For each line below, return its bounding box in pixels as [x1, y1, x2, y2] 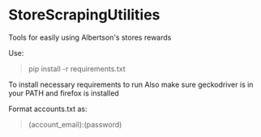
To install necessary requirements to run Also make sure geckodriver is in [8, 79, 254, 89]
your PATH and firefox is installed [8, 88, 119, 98]
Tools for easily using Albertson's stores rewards [8, 32, 172, 42]
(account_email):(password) [28, 119, 122, 129]
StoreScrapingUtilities [8, 6, 160, 24]
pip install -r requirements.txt [28, 63, 126, 74]
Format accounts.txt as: [8, 104, 88, 113]
